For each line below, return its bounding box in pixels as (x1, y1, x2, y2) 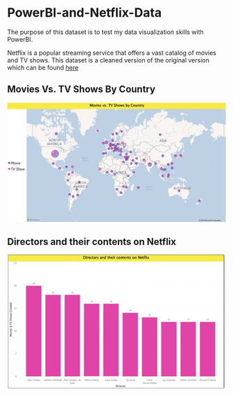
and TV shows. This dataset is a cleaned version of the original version (7, 55, 209, 64)
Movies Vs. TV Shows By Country (7, 83, 156, 95)
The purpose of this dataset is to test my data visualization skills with (7, 28, 205, 36)
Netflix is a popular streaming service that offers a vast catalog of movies (7, 49, 216, 57)
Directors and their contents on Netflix (7, 236, 177, 248)
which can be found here (7, 63, 79, 71)
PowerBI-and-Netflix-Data (7, 5, 162, 21)
